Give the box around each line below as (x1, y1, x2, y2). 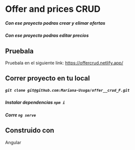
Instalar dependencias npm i (5, 100, 66, 106)
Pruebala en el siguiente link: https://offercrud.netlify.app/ (5, 60, 123, 66)
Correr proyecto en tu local (5, 74, 90, 82)
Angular (5, 139, 21, 145)
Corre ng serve (5, 112, 36, 118)
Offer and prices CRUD (5, 3, 101, 15)
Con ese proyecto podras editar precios (5, 33, 89, 38)
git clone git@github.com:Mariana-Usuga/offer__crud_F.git (5, 88, 130, 93)
